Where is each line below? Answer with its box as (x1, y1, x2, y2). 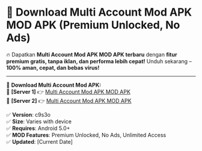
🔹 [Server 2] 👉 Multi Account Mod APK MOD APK (6, 97, 132, 104)
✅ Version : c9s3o (6, 111, 51, 118)
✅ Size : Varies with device (6, 117, 72, 125)
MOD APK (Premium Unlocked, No (6, 18, 180, 32)
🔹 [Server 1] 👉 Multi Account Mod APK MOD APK (6, 88, 131, 95)
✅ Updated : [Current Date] (6, 138, 73, 145)
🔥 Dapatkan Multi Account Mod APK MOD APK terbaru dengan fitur (6, 51, 177, 58)
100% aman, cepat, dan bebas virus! (6, 64, 100, 71)
